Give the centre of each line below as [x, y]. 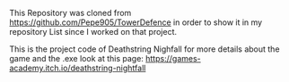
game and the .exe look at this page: [76, 58]
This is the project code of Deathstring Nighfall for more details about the [144, 49]
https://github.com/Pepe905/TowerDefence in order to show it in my [136, 22]
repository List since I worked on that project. [93, 32]
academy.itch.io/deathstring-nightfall [78, 68]
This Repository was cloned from [70, 13]
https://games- [173, 58]
